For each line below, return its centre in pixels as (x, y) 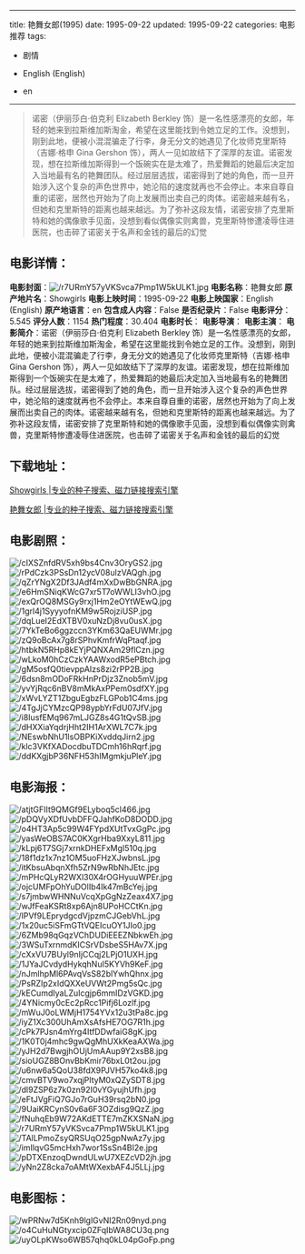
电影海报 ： (39, 787)
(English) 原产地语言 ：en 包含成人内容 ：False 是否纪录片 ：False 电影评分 (146, 309)
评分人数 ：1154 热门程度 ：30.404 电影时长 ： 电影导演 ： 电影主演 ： (158, 321)
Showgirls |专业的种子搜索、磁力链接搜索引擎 (94, 490)
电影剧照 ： (39, 541)
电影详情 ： (39, 263)
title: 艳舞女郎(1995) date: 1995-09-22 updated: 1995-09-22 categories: (143, 25)
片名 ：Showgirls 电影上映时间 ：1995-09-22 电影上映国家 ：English (149, 298)
